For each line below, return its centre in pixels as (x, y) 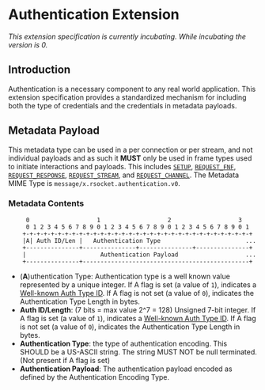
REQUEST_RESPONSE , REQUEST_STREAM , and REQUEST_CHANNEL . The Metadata (124, 175)
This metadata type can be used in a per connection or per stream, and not (131, 150)
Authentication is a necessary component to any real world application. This (132, 89)
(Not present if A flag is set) (65, 360)
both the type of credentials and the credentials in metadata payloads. (123, 105)
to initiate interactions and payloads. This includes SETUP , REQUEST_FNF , (122, 166)
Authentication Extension (94, 15)
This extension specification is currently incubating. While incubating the (127, 36)
